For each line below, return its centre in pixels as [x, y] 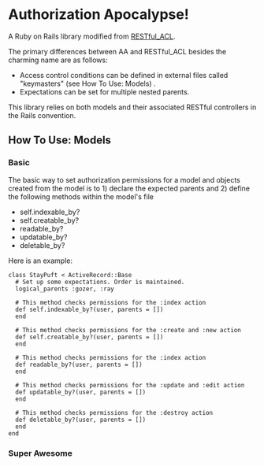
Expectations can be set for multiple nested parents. [104, 91]
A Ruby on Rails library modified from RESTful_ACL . [92, 36]
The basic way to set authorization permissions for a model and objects [124, 179]
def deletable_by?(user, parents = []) [81, 420]
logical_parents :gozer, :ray [65, 289]
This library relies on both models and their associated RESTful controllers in [132, 107]
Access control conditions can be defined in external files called [124, 75]
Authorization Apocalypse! [99, 15]
